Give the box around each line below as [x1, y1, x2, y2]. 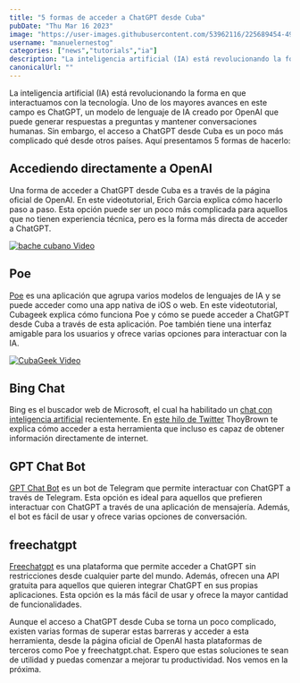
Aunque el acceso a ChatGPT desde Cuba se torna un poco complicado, [9, 616, 277, 627]
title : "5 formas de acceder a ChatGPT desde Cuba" [9, 13, 205, 22]
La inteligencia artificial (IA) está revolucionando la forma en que [9, 87, 246, 98]
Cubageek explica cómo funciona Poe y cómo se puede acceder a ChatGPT [9, 309, 290, 320]
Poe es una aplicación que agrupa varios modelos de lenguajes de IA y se [9, 290, 281, 301]
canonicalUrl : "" [9, 64, 74, 73]
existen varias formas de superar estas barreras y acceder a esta [9, 626, 249, 636]
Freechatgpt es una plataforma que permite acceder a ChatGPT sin [9, 560, 256, 571]
